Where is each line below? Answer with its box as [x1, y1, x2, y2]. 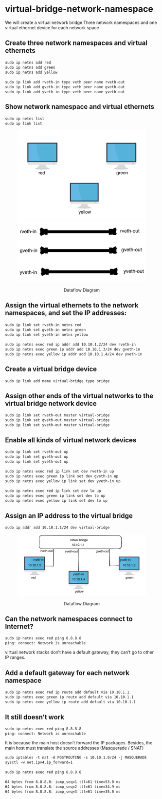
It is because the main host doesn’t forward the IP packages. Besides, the [5, 739, 153, 745]
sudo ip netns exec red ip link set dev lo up [5, 489, 101, 493]
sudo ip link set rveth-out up [5, 450, 69, 454]
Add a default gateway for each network [5, 669, 130, 677]
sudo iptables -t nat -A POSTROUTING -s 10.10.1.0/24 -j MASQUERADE [5, 755, 147, 760]
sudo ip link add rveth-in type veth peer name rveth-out [5, 80, 125, 84]
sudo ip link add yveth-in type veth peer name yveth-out [5, 89, 125, 94]
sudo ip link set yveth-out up [5, 459, 69, 464]
